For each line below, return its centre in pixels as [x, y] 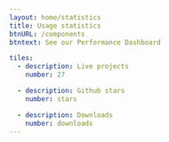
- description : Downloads [65, 115]
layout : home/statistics [55, 17]
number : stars [51, 99]
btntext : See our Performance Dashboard [85, 42]
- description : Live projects [73, 67]
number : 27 [45, 75]
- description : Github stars [71, 91]
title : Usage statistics [55, 26]
